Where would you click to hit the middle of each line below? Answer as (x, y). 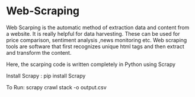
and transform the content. (39, 52)
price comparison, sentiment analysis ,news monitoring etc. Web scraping (97, 40)
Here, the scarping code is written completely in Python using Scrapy (91, 64)
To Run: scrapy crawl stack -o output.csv (56, 87)
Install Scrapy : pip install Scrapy (46, 76)
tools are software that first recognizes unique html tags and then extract (95, 46)
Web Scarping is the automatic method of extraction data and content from (98, 27)
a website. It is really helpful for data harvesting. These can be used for (93, 33)
